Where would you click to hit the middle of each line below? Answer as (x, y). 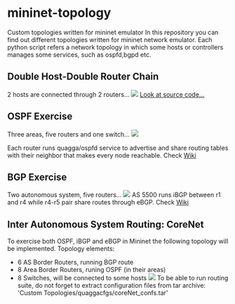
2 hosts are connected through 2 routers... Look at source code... (106, 94)
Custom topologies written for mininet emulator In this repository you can (113, 32)
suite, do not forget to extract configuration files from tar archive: (111, 286)
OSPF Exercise (40, 117)
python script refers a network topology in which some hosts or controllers (115, 47)
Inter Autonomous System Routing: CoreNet (106, 224)
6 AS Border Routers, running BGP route (75, 262)
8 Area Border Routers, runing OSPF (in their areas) (92, 270)
